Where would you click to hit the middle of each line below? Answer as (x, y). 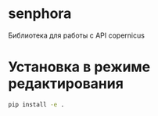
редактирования (66, 84)
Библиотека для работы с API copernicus (76, 35)
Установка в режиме (79, 67)
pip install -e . (36, 104)
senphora (40, 14)
